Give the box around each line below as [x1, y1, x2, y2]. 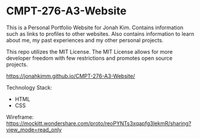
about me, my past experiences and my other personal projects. [6, 36, 164, 44]
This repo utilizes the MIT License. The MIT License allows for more [6, 48, 173, 55]
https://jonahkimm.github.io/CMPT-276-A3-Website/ [6, 72, 136, 79]
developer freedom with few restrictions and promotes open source [6, 54, 173, 61]
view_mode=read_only [6, 126, 62, 133]
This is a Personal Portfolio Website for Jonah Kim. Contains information [6, 24, 184, 31]
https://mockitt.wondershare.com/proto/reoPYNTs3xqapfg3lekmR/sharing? [6, 119, 192, 126]
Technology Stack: [6, 84, 53, 91]
